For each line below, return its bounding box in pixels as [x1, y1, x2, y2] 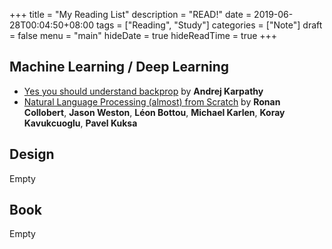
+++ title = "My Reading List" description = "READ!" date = [9, 9, 252, 20]
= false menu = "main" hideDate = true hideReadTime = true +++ [9, 30, 278, 41]
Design [9, 146, 55, 163]
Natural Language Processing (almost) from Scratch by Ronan [23, 95, 281, 108]
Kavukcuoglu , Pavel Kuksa [23, 117, 138, 129]
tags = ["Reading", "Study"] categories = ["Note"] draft [95, 19, 323, 31]
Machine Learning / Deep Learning [9, 59, 230, 76]
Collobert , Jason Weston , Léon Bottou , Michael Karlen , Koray [23, 106, 286, 118]
